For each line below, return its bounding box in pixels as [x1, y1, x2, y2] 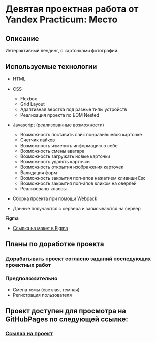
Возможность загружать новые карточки [20, 153, 110, 159]
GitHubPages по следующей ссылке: [5, 315, 129, 323]
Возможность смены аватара [20, 148, 85, 154]
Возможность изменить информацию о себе [20, 142, 118, 148]
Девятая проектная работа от [5, 3, 139, 15]
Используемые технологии [5, 62, 97, 71]
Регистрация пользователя [12, 292, 72, 298]
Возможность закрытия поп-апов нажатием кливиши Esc [20, 175, 146, 181]
